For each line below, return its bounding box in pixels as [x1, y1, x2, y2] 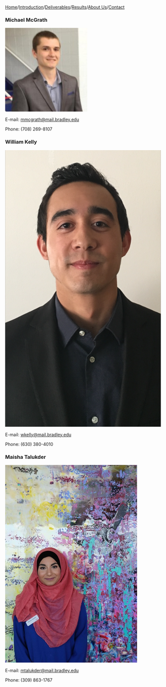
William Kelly [5, 138, 37, 145]
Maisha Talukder [5, 453, 46, 460]
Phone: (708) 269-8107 [5, 126, 53, 132]
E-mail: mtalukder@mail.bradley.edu [5, 667, 79, 673]
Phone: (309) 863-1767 [5, 677, 53, 683]
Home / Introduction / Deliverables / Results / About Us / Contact [5, 4, 125, 10]
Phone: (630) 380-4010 [5, 441, 53, 447]
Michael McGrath [5, 16, 48, 23]
